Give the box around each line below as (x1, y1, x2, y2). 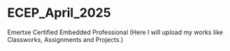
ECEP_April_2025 (7, 5, 111, 21)
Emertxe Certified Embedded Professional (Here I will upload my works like (7, 28, 224, 36)
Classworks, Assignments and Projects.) (7, 35, 124, 43)
